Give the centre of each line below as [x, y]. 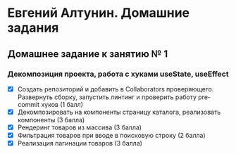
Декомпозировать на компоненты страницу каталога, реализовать [119, 112]
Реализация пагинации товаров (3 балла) [80, 143]
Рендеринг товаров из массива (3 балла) [80, 127]
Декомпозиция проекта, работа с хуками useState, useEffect [118, 74]
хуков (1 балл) [62, 104]
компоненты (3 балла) [51, 120]
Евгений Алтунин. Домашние [99, 13]
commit [29, 104]
